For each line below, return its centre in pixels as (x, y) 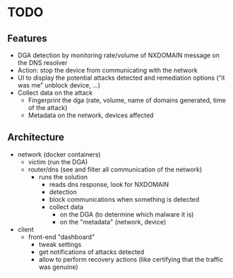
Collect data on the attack (55, 93)
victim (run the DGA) (58, 162)
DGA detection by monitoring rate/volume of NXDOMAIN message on (119, 55)
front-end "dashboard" (61, 236)
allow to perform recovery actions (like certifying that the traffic (131, 259)
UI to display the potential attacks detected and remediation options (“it (121, 78)
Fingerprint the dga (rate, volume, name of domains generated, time (127, 100)
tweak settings (60, 244)
